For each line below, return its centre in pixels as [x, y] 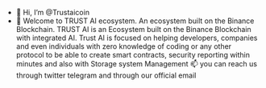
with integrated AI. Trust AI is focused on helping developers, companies [137, 38]
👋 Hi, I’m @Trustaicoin [53, 12]
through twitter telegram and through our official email [106, 75]
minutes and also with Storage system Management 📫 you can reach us [137, 64]
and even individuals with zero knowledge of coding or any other [124, 46]
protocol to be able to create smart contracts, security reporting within [133, 55]
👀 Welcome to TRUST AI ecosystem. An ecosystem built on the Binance [135, 21]
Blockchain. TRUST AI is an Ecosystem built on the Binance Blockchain [133, 29]
